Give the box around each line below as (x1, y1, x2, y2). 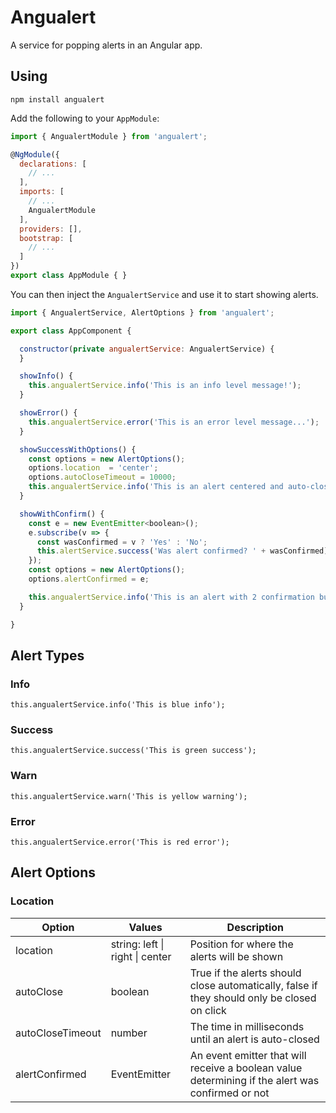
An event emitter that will (189, 1048, 307, 1062)
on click (189, 1003, 227, 1017)
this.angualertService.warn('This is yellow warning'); (10, 791, 248, 801)
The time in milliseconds (189, 1019, 305, 1033)
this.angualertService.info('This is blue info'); (10, 700, 226, 710)
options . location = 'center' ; (28, 463, 159, 473)
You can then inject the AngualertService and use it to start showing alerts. (10, 288, 319, 300)
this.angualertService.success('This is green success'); (10, 746, 257, 756)
